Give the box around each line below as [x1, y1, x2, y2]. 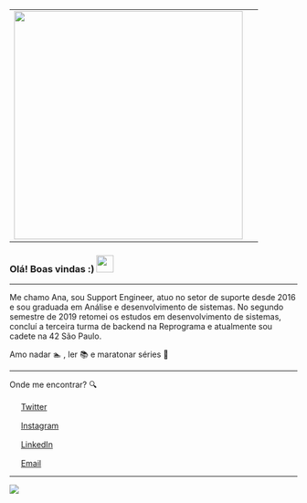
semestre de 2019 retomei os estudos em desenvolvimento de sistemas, [9, 311, 281, 322]
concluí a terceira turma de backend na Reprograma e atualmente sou [9, 321, 272, 332]
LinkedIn [20, 439, 53, 450]
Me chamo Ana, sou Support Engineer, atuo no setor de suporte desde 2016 [9, 292, 296, 303]
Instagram [20, 420, 59, 432]
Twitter [20, 402, 48, 413]
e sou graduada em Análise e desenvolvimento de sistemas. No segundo [9, 301, 284, 313]
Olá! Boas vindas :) [9, 262, 95, 275]
